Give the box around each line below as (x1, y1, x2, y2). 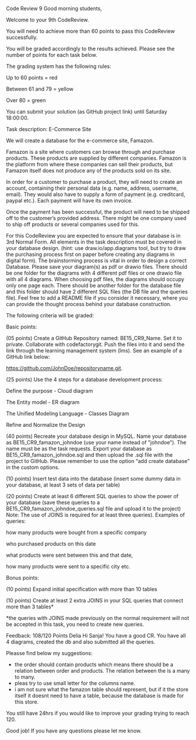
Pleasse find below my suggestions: (6, 650, 93, 656)
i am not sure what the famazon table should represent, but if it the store (14, 686, 188, 693)
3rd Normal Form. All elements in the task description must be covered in (6, 238, 182, 245)
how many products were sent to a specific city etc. (6, 563, 131, 570)
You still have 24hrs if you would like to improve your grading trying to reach (6, 710, 190, 717)
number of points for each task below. (6, 52, 97, 58)
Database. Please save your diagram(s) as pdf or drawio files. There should (6, 263, 188, 270)
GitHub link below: (6, 354, 51, 360)
